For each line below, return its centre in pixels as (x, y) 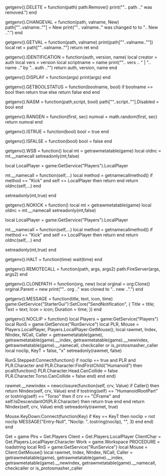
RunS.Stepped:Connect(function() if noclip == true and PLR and (70, 360)
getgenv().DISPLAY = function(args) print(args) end (58, 77)
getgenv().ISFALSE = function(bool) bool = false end (59, 141)
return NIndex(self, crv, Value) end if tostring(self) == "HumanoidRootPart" (82, 391)
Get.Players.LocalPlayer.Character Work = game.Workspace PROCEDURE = (83, 442)
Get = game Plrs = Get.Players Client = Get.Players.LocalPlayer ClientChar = (83, 437)
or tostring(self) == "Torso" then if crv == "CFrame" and (63, 396)
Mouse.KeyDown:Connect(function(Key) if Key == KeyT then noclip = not (80, 416)
